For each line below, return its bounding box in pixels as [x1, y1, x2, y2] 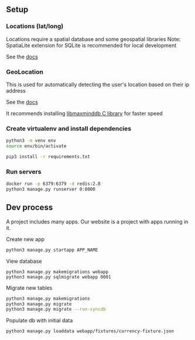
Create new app [6, 235, 45, 242]
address [6, 87, 26, 94]
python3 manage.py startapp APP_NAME [6, 247, 98, 253]
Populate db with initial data [6, 317, 73, 324]
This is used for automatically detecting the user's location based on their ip [6, 81, 190, 88]
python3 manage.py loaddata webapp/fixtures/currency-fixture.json [6, 328, 175, 334]
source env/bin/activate [6, 143, 67, 149]
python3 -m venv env [6, 138, 57, 144]
